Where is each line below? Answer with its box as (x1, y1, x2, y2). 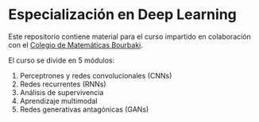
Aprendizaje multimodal (19, 96, 98, 105)
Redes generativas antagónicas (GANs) (19, 105, 149, 114)
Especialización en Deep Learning (8, 6, 237, 24)
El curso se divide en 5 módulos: (8, 55, 115, 65)
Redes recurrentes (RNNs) (19, 79, 106, 89)
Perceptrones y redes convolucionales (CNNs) (19, 71, 172, 80)
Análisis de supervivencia (19, 87, 104, 97)
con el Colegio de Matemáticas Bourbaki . (8, 40, 143, 49)
